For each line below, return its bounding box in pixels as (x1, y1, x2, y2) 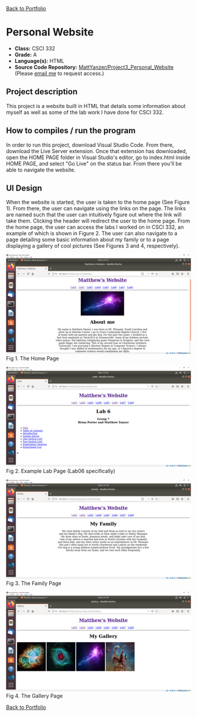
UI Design (6, 183, 42, 193)
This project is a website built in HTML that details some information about (6, 102, 186, 109)
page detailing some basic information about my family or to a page (6, 236, 169, 243)
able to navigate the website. (6, 166, 76, 173)
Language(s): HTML (14, 57, 64, 64)
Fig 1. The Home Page (6, 355, 59, 362)
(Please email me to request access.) (14, 70, 104, 77)
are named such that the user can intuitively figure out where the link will (6, 211, 182, 218)
